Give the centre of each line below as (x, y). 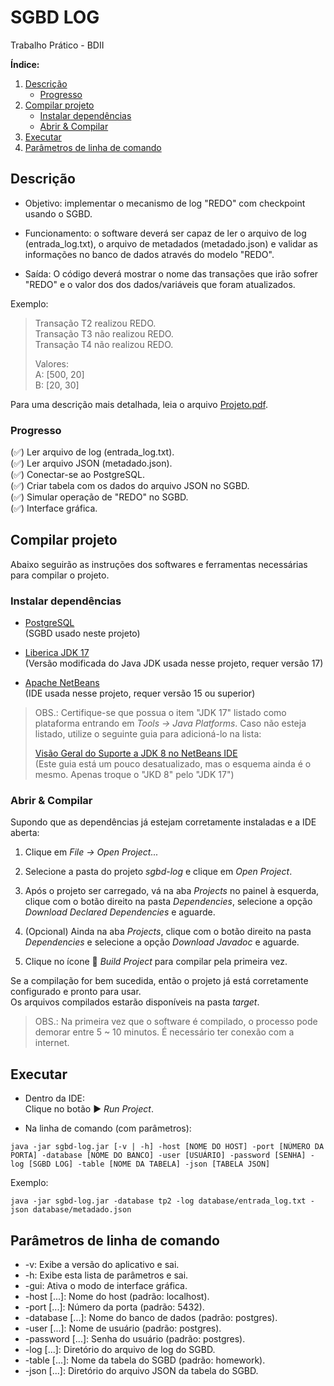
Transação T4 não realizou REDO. (104, 344)
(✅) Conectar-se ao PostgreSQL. (77, 475)
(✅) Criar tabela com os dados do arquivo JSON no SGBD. (130, 486)
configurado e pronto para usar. (76, 992)
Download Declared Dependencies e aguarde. (120, 912)
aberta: (25, 833)
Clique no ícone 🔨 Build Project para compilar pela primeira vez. (156, 962)
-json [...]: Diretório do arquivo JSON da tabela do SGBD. (141, 1371)
